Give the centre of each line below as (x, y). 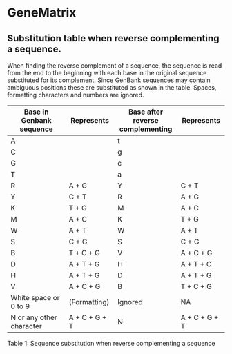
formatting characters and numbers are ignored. (76, 95)
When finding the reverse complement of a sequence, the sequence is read (115, 66)
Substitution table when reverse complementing (113, 38)
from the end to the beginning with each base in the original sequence (107, 73)
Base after (146, 112)
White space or (35, 298)
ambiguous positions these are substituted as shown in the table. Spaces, (112, 87)
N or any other (34, 317)
